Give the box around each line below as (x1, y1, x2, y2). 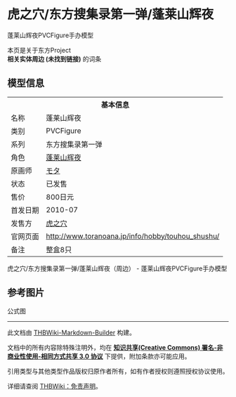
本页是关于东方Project (7, 46, 72, 54)
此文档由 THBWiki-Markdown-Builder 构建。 (7, 328, 136, 337)
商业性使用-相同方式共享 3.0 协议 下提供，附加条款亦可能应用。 (7, 352, 191, 360)
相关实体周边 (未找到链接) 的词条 (7, 54, 102, 63)
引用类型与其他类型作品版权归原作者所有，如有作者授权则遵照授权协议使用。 (7, 367, 229, 375)
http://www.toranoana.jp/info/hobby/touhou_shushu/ (46, 231, 220, 241)
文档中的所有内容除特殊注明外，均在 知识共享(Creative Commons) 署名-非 (7, 343, 223, 351)
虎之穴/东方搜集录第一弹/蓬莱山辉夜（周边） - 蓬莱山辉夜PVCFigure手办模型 (7, 264, 228, 273)
